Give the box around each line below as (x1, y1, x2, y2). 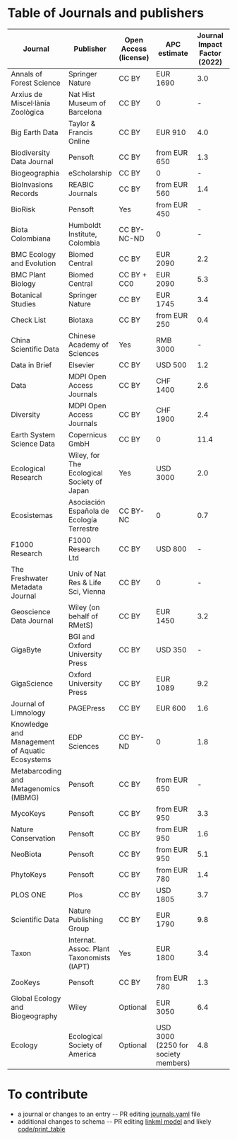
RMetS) (68, 620, 94, 630)
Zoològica (11, 107, 44, 117)
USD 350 (156, 645, 187, 655)
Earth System (11, 430, 55, 439)
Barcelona (68, 107, 102, 117)
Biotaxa (68, 315, 94, 325)
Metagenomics (11, 783, 61, 793)
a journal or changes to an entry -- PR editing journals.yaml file (17, 1110, 201, 1118)
